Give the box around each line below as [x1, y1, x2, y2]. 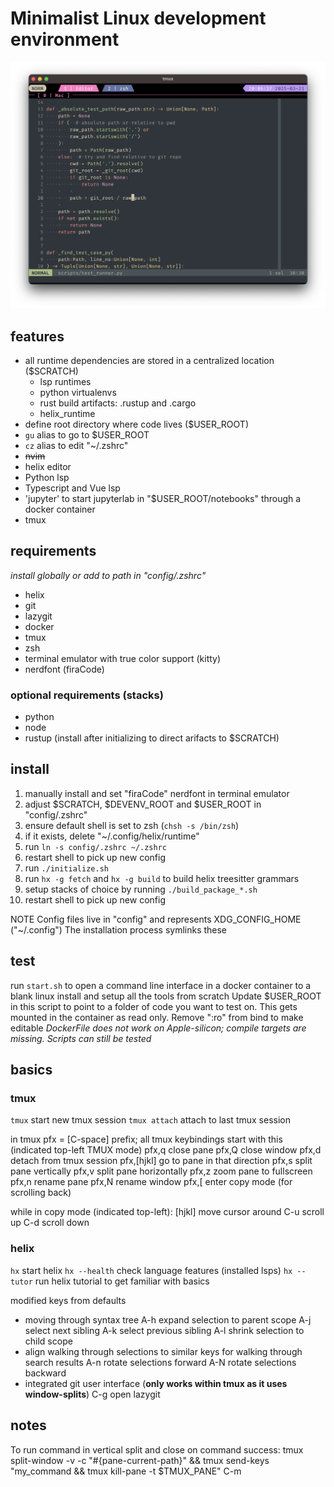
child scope [24, 1335, 73, 1347]
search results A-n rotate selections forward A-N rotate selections [24, 1356, 297, 1368]
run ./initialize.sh [24, 862, 109, 874]
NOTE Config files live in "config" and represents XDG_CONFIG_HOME [10, 913, 302, 925]
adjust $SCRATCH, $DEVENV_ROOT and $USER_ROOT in [24, 798, 262, 810]
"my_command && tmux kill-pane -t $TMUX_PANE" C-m [10, 1465, 242, 1477]
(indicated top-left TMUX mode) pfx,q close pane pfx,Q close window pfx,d [10, 1144, 322, 1156]
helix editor [24, 460, 72, 472]
